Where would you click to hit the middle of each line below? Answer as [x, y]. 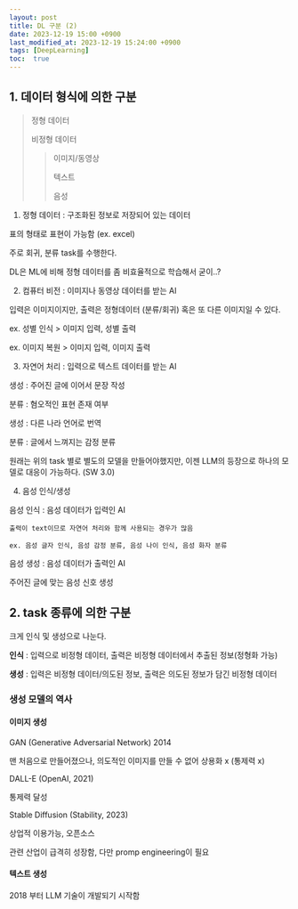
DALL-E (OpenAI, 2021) [52, 778]
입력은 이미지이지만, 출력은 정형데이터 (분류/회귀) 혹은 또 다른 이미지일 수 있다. [145, 309]
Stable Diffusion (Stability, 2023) [69, 815]
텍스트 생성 [28, 874]
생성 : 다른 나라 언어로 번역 [56, 423]
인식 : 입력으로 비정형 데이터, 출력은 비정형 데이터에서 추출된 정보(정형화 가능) [144, 654]
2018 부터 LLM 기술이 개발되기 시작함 [75, 895]
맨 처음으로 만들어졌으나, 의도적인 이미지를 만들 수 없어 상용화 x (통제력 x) [137, 760]
